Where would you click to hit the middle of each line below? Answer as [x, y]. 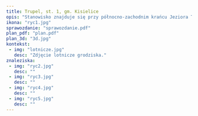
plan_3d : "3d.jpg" [29, 39]
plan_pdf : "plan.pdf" [33, 33]
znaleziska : [21, 60]
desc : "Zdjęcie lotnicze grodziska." [60, 55]
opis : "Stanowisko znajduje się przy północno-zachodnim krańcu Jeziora [97, 17]
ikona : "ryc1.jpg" [29, 22]
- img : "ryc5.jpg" [31, 98]
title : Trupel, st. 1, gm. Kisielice [52, 11]
